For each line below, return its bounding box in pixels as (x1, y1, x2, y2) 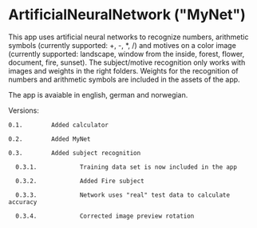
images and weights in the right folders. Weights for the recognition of (8, 66, 239, 75)
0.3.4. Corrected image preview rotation (15, 212, 195, 220)
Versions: (8, 106, 40, 115)
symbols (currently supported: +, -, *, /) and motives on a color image (8, 40, 237, 50)
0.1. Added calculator (8, 121, 109, 129)
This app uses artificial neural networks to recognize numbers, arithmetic (8, 32, 249, 42)
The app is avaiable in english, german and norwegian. (8, 90, 188, 99)
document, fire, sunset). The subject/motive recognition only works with (8, 58, 246, 67)
